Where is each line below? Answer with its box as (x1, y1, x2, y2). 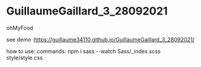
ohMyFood (6, 24, 33, 31)
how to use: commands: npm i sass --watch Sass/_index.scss (6, 47, 161, 55)
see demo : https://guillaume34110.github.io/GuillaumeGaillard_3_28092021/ (6, 36, 195, 43)
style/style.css (6, 54, 43, 61)
